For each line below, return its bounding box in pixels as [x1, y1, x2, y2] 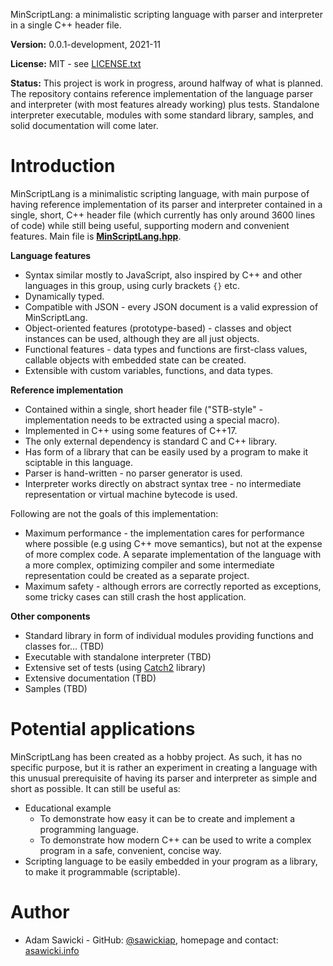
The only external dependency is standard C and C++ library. [24, 435, 278, 447]
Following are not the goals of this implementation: [10, 507, 219, 519]
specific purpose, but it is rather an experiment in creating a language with [10, 761, 318, 773]
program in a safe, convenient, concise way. [39, 844, 222, 856]
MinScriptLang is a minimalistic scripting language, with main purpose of [10, 187, 310, 199]
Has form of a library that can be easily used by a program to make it [24, 445, 309, 458]
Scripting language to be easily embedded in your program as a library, [24, 855, 318, 867]
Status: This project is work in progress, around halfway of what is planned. [10, 77, 324, 89]
